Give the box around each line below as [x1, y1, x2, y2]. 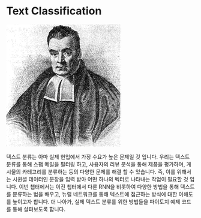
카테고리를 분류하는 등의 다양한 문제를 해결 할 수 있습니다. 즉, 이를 [22, 168, 176, 175]
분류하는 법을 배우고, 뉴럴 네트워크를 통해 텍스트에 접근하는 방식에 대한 [12, 190, 178, 198]
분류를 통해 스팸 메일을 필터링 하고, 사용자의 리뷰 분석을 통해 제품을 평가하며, [6, 161, 185, 168]
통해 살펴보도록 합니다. [12, 205, 66, 213]
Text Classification [6, 4, 102, 18]
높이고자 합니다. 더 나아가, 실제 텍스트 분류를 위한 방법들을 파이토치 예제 [12, 198, 181, 205]
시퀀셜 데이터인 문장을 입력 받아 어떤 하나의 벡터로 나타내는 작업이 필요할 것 [12, 175, 189, 183]
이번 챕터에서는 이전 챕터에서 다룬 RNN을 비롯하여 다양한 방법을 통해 [19, 183, 179, 190]
